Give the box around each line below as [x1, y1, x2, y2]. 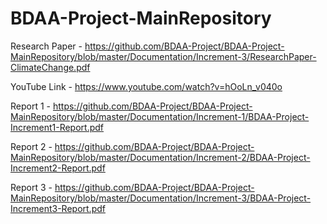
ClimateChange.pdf [10, 61, 91, 73]
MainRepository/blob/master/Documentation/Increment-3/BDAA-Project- [10, 192, 312, 204]
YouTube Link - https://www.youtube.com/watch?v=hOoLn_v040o [10, 80, 283, 92]
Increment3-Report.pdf [10, 202, 106, 214]
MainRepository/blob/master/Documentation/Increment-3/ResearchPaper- [10, 50, 317, 62]
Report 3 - [10, 181, 53, 193]
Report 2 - [10, 140, 53, 152]
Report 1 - [10, 100, 52, 112]
